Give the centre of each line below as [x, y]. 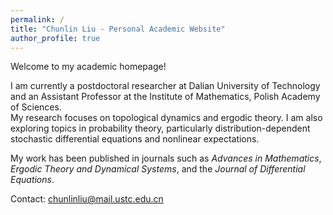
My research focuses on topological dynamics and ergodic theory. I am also [166, 118]
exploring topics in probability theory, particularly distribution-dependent [160, 128]
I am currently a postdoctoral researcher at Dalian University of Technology [165, 86]
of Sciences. [36, 107]
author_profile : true [55, 38]
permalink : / [37, 19]
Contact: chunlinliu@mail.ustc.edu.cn [87, 199]
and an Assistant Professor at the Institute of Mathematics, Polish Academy [165, 97]
